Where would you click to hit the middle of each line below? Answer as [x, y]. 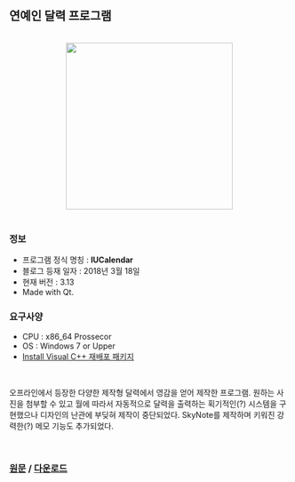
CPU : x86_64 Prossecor [67, 337]
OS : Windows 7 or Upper [68, 346]
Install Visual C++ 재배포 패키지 [78, 357]
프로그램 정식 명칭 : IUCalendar [77, 260]
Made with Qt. [48, 293]
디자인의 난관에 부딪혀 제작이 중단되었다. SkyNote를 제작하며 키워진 [157, 415]
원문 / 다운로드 [39, 469]
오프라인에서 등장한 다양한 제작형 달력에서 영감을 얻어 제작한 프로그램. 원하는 [142, 393]
